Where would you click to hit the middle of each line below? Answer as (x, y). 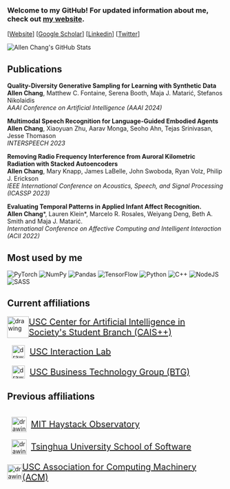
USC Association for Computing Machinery (109, 467)
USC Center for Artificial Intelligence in (107, 322)
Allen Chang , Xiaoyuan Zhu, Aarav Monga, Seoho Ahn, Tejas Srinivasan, (110, 128)
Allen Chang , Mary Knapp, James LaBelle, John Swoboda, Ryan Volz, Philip (115, 171)
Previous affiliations (51, 397)
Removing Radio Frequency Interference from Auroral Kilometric (102, 157)
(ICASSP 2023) (29, 193)
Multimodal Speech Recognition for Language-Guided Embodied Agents (113, 121)
